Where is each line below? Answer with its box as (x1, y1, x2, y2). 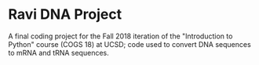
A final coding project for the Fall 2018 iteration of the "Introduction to (8, 31, 233, 41)
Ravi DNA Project (8, 5, 122, 23)
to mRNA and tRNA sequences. (8, 48, 109, 57)
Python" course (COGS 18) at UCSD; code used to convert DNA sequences (8, 39, 251, 49)
